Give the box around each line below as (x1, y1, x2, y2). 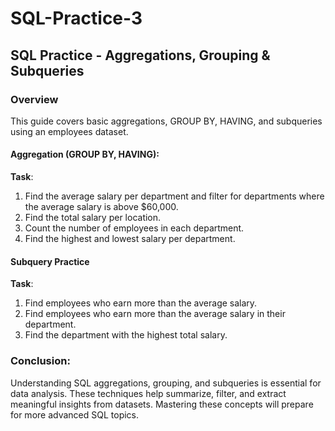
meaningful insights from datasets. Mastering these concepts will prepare (10, 398, 314, 410)
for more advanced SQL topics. (10, 408, 140, 421)
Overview (10, 92, 59, 106)
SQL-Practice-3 (10, 7, 143, 30)
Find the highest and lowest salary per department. (24, 233, 236, 245)
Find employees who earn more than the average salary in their (24, 308, 286, 320)
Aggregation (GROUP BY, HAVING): (10, 148, 160, 161)
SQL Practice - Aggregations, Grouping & (10, 47, 271, 64)
